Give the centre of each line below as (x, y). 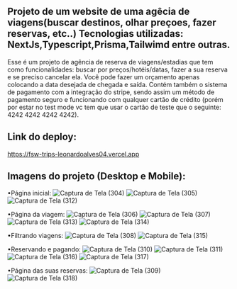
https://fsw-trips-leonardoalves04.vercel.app (73, 154)
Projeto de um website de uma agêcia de (99, 12)
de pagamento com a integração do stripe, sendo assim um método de (111, 92)
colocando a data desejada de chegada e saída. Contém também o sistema (117, 84)
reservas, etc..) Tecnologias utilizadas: (95, 34)
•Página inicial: (29, 193)
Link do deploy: (42, 137)
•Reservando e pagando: (44, 249)
